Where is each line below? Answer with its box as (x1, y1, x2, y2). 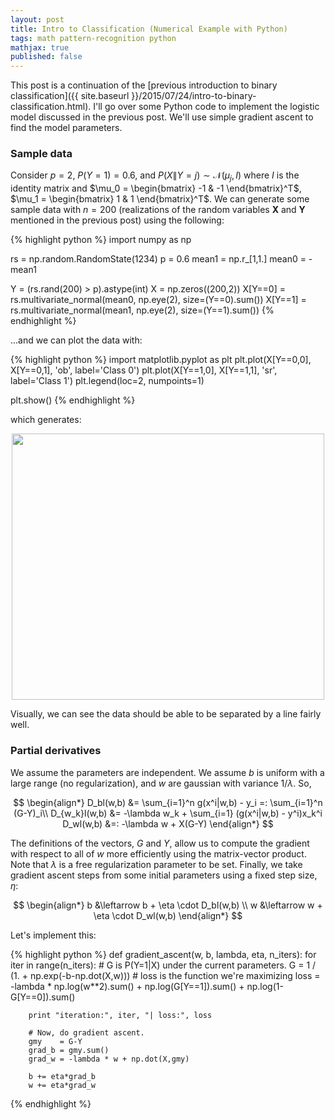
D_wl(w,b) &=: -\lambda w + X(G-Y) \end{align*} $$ (62, 817, 274, 830)
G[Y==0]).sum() (10, 991, 76, 1003)
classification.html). (10, 101, 92, 113)
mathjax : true (10, 42, 70, 53)
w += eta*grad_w (28, 1080, 97, 1090)
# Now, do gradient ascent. (28, 1027, 145, 1038)
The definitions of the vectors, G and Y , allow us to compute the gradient (10, 837, 310, 849)
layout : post (10, 14, 65, 25)
